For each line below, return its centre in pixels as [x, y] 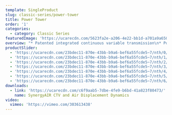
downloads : [17, 85]
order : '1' [17, 24]
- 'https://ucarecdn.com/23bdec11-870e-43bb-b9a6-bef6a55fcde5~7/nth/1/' [90, 57]
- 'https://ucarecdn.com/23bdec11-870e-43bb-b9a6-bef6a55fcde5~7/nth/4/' [90, 72]
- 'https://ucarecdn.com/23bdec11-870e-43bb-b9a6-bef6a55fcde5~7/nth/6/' [90, 81]
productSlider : [21, 48]
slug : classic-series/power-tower [42, 15]
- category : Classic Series [40, 34]
